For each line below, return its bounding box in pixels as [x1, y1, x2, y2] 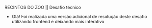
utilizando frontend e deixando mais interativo [11, 19, 104, 24]
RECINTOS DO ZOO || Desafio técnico [4, 5, 81, 10]
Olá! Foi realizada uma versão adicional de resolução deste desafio [11, 14, 148, 19]
